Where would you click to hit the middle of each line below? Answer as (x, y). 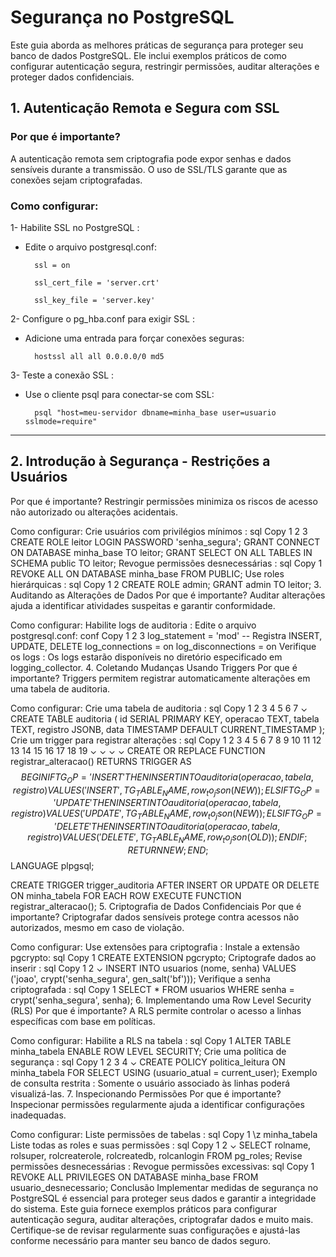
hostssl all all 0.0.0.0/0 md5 (99, 356)
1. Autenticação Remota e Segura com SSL (145, 108)
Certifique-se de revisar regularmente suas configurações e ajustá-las (155, 1230)
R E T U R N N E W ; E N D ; (168, 850)
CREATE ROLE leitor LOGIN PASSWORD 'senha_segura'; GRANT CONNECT (165, 542)
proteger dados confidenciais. (72, 77)
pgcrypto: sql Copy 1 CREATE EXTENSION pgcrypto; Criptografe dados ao (163, 957)
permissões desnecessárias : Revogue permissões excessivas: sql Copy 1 (162, 1166)
